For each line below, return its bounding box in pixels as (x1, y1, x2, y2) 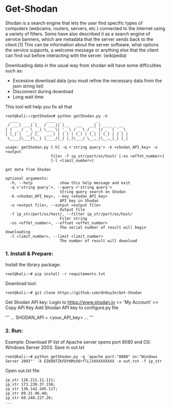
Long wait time (12, 94, 44, 100)
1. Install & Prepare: (5, 250, 54, 257)
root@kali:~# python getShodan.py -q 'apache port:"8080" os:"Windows (5, 354, 158, 359)
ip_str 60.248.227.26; (5, 395, 53, 400)
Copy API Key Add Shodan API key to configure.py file (5, 305, 119, 311)
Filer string (59, 216, 87, 221)
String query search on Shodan (59, 189, 126, 194)
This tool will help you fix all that (5, 103, 73, 110)
